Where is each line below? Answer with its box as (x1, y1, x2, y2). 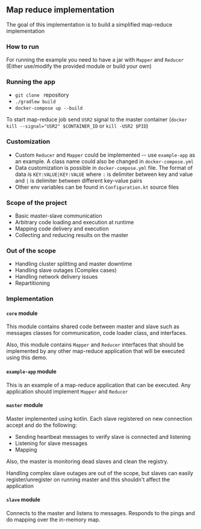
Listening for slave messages (14, 440, 88, 447)
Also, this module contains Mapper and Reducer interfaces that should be (6, 341, 184, 348)
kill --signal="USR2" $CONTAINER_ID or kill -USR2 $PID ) (6, 122, 149, 129)
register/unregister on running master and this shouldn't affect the (6, 476, 170, 483)
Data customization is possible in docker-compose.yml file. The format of (14, 164, 193, 171)
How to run (6, 42, 39, 51)
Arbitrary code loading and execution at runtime (14, 219, 134, 226)
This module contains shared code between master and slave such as (6, 323, 179, 330)
